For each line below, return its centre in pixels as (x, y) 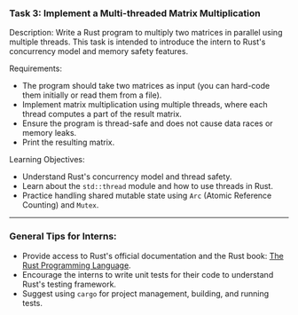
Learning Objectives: (47, 160)
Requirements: (35, 68)
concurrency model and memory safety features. (99, 51)
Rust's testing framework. (69, 284)
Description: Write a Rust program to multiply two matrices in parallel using (146, 33)
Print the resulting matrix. (68, 142)
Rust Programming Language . (76, 265)
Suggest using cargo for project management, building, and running (145, 293)
